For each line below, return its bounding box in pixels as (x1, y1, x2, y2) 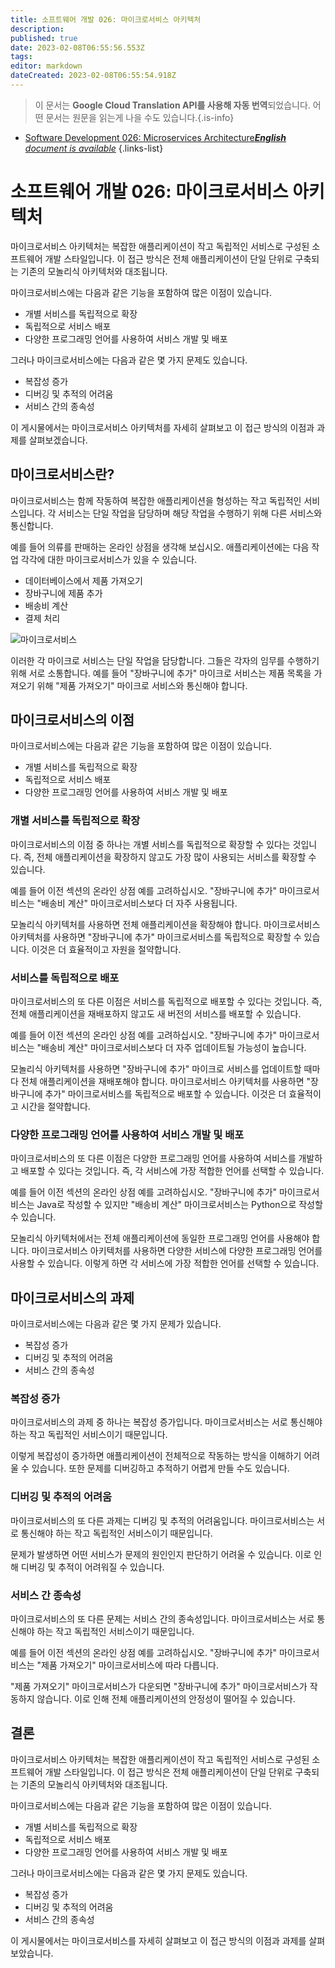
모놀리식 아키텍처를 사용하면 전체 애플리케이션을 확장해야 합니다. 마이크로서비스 (10, 918, 321, 930)
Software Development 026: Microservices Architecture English (24, 131, 287, 143)
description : (10, 24, 65, 34)
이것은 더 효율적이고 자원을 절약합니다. (31, 943, 182, 955)
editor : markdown (10, 61, 83, 71)
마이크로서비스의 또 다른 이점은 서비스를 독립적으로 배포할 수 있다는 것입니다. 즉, (10, 996, 323, 1008)
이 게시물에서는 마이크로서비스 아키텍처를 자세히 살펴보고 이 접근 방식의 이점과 (10, 421, 315, 433)
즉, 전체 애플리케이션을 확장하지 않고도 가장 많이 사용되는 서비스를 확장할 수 (23, 851, 317, 863)
